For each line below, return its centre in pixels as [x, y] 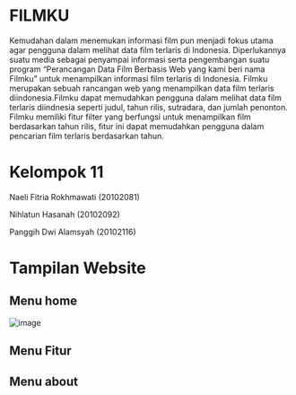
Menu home [44, 301]
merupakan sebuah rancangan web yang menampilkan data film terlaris [142, 88]
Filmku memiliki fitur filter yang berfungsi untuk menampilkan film [130, 117]
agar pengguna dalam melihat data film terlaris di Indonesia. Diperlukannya [148, 49]
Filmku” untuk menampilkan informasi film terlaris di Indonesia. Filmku [139, 78]
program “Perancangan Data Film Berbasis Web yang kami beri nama [137, 69]
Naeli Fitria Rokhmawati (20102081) [75, 197]
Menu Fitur [40, 351]
